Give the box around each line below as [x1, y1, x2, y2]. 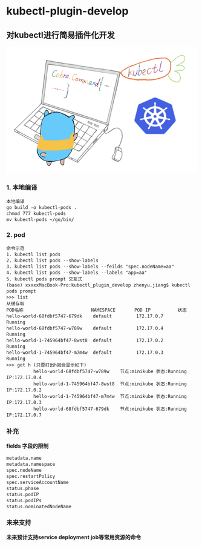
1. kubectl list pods [6, 251, 61, 258]
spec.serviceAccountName [6, 479, 69, 485]
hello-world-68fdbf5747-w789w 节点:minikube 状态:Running [33, 368, 187, 375]
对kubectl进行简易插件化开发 [6, 30, 115, 40]
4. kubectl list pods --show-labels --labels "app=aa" [6, 270, 148, 276]
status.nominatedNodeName [6, 503, 71, 509]
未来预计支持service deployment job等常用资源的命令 [6, 533, 142, 540]
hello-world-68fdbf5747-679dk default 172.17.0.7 [6, 313, 164, 319]
